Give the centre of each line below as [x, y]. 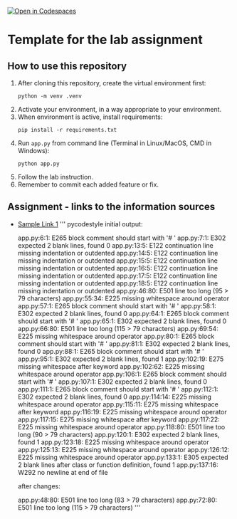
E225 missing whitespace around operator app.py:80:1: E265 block [116, 336]
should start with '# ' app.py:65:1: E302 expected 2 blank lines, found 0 [122, 321]
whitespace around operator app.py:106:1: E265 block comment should [122, 374]
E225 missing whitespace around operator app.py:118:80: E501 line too [121, 426]
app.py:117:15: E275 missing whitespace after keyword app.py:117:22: [119, 419]
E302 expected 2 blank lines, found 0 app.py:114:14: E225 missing [115, 397]
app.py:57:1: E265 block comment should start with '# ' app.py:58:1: [117, 305]
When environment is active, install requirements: [90, 117]
